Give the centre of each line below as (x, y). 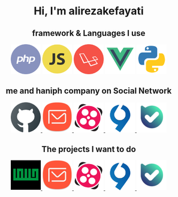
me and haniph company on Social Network (89, 91)
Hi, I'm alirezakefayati (89, 11)
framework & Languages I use (89, 33)
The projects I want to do (89, 149)
